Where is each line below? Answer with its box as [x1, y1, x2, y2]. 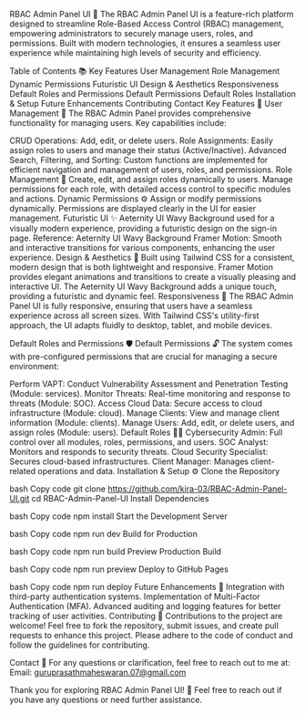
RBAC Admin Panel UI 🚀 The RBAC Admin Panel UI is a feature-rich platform [9, 9, 294, 19]
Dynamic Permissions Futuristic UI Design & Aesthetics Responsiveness [9, 78, 280, 89]
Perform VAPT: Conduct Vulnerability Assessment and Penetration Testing [9, 378, 289, 389]
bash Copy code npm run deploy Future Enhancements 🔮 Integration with [9, 582, 285, 592]
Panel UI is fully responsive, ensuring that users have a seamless [9, 301, 253, 311]
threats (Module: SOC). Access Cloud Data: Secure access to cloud [9, 398, 262, 409]
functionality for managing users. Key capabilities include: [9, 118, 227, 128]
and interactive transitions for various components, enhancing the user [9, 243, 276, 253]
